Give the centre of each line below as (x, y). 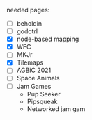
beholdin (29, 23)
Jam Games (34, 86)
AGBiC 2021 (34, 70)
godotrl (27, 31)
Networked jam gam (56, 109)
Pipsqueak (42, 101)
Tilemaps (30, 62)
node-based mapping (48, 39)
